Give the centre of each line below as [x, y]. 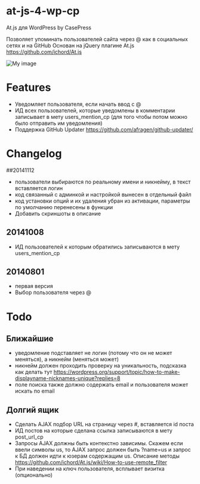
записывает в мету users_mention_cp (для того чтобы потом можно [101, 117]
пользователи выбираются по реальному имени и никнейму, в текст [103, 182]
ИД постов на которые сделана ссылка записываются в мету [94, 431]
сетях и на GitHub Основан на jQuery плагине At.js [70, 45]
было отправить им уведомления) [59, 123]
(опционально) [33, 475]
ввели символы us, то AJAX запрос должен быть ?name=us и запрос [103, 450]
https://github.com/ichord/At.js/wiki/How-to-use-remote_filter [91, 462]
